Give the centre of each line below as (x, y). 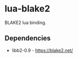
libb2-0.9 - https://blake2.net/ (42, 50)
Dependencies (28, 38)
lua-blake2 (27, 9)
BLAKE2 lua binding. (26, 22)
